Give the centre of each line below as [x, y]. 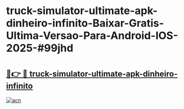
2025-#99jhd [40, 48]
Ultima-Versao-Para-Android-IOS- [92, 36]
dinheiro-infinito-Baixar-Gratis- [85, 23]
